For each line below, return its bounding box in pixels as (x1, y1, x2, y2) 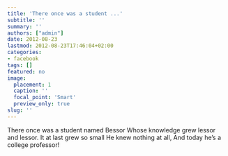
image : (7, 74, 26, 82)
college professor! (7, 140, 60, 149)
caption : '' (13, 87, 49, 94)
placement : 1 (13, 81, 52, 88)
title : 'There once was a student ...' (7, 10, 123, 17)
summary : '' (7, 23, 42, 30)
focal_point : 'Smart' (13, 94, 77, 101)
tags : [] (7, 62, 33, 69)
